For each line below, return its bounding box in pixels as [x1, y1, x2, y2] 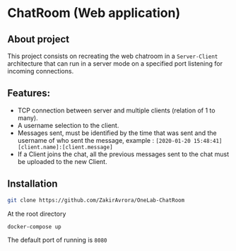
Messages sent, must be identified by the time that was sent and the [17, 129, 217, 137]
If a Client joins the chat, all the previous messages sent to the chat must [17, 150, 230, 158]
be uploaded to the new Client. [17, 157, 107, 165]
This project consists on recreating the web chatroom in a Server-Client [7, 52, 218, 60]
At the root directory [7, 209, 66, 218]
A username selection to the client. [17, 121, 119, 129]
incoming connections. [7, 67, 74, 75]
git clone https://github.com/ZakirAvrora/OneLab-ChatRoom [7, 197, 185, 204]
